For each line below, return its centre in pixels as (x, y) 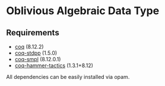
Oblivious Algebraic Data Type (83, 11)
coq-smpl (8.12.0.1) (38, 59)
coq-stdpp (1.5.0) (36, 53)
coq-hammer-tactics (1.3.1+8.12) (54, 65)
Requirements (33, 33)
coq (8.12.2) (29, 47)
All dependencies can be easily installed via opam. (68, 77)
